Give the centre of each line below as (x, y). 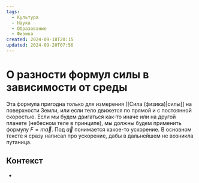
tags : (13, 12)
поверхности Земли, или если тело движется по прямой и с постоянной (99, 110)
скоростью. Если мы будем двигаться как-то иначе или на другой (91, 117)
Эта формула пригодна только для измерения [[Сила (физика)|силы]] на (99, 104)
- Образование (29, 28)
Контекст (25, 161)
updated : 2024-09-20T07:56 (40, 45)
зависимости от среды (67, 88)
